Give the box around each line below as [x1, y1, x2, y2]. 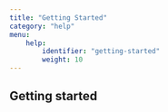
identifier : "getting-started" [42, 47, 161, 56]
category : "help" [9, 22, 75, 31]
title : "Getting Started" [9, 13, 107, 23]
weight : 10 [42, 55, 84, 64]
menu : [9, 30, 30, 39]
